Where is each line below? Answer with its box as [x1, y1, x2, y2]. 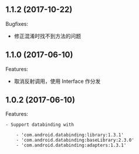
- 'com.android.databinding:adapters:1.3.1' [16, 142, 127, 149]
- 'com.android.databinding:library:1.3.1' [16, 132, 124, 138]
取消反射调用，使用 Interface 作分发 [13, 78, 101, 85]
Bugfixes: [5, 20, 29, 27]
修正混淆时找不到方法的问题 [13, 32, 82, 39]
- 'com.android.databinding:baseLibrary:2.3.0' [16, 138, 134, 143]
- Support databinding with [5, 122, 74, 128]
